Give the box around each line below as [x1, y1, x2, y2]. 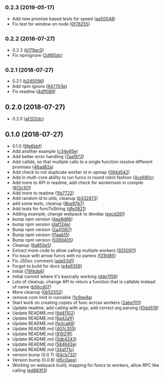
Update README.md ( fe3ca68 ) [12, 321, 75, 326]
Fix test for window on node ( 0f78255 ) [12, 21, 90, 27]
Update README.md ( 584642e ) [12, 341, 77, 348]
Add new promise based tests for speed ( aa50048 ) [12, 16, 116, 22]
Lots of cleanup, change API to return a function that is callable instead [12, 279, 156, 285]
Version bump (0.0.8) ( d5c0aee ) [12, 357, 77, 363]
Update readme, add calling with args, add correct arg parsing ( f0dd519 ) [12, 305, 159, 311]
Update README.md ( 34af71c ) [12, 347, 74, 352]
